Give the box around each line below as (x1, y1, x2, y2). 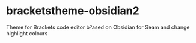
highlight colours (6, 29, 48, 37)
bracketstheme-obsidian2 (6, 4, 139, 18)
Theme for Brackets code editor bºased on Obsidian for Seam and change (6, 24, 191, 31)
